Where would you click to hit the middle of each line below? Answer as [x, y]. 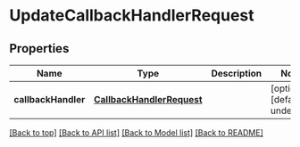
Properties [39, 49]
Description [237, 73]
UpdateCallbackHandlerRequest [132, 16]
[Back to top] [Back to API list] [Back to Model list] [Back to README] [136, 133]
